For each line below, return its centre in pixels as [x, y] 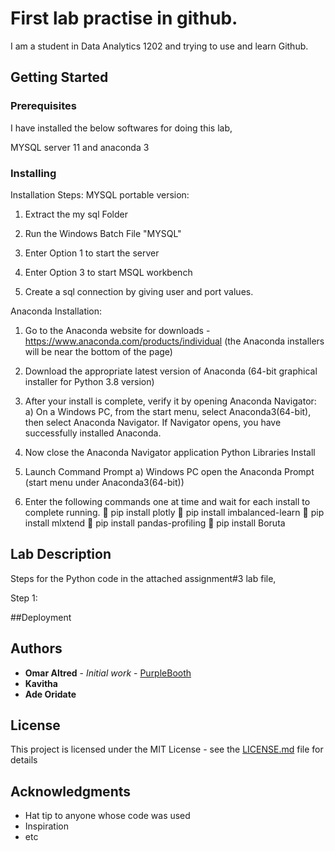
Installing [33, 173]
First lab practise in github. [124, 18]
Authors [36, 648]
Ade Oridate [50, 694]
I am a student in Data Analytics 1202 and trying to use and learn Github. [159, 46]
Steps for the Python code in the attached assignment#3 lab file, [143, 578]
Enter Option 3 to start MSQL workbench [108, 272]
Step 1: [24, 598]
